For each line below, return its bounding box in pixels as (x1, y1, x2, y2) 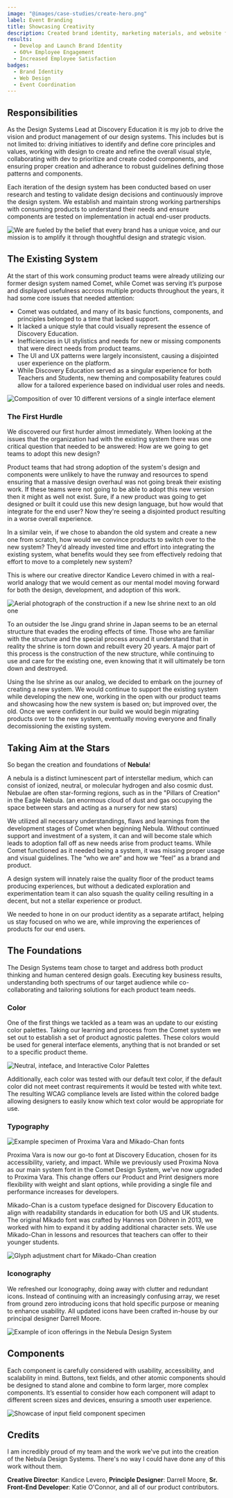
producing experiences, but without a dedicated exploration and (7, 882, 191, 890)
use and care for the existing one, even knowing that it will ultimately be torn (7, 657, 225, 665)
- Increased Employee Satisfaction (13, 56, 116, 62)
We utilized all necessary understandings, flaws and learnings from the (7, 817, 210, 825)
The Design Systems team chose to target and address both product (7, 963, 203, 971)
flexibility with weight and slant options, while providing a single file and (7, 1180, 212, 1189)
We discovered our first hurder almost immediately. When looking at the (7, 427, 213, 436)
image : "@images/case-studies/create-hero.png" (7, 10, 148, 17)
